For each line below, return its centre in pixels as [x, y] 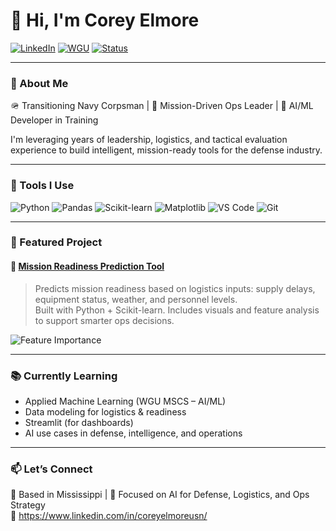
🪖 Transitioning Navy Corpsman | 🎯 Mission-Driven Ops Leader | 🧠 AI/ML [162, 106]
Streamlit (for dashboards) [79, 422]
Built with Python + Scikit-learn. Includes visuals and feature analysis [177, 310]
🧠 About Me [39, 83]
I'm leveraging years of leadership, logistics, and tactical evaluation [149, 140]
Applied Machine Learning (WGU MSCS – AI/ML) [125, 401]
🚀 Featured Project [56, 242]
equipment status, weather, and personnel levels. [136, 299]
